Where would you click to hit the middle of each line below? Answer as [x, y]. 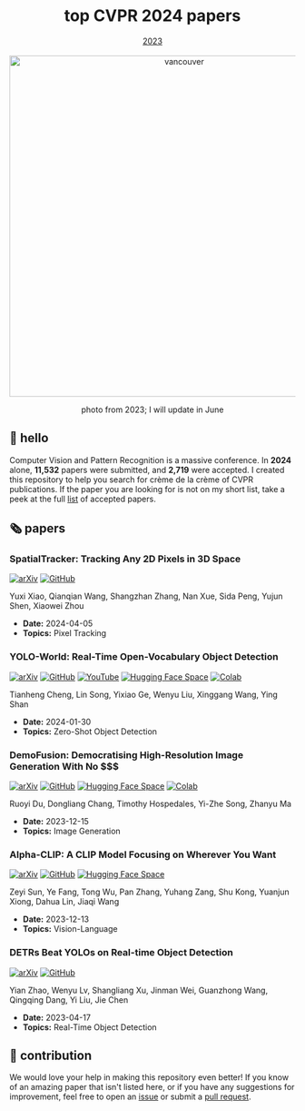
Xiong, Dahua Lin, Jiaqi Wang [64, 902]
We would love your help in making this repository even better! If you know [149, 1077]
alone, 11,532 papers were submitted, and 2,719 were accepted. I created [147, 470]
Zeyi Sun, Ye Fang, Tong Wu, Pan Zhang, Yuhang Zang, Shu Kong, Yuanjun [150, 892]
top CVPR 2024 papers [152, 16]
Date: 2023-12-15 [55, 822]
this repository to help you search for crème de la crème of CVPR [132, 480]
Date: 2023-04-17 [56, 1017]
